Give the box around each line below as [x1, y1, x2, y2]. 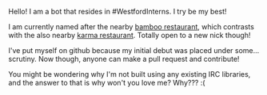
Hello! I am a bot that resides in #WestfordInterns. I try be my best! [8, 7, 227, 16]
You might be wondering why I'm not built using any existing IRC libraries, [8, 70, 251, 78]
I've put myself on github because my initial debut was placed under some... [8, 46, 260, 55]
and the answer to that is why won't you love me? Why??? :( [8, 78, 205, 87]
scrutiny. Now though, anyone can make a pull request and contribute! [8, 55, 240, 63]
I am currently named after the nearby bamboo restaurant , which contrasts [8, 22, 254, 31]
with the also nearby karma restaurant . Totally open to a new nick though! [8, 31, 251, 40]
